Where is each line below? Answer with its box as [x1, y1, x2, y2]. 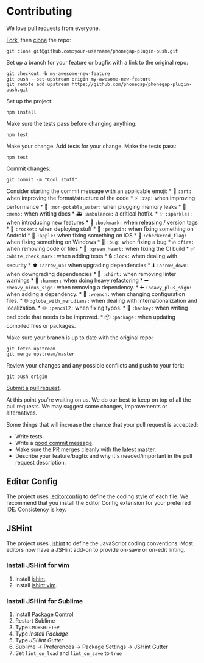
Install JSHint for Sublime [6, 596, 83, 605]
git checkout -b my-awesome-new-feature [6, 70, 111, 77]
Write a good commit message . [15, 439, 94, 446]
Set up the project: [6, 97, 53, 104]
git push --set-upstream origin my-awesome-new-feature [6, 76, 151, 82]
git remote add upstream [6, 81, 69, 87]
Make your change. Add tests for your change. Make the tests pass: [6, 142, 177, 150]
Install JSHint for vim [6, 561, 70, 570]
